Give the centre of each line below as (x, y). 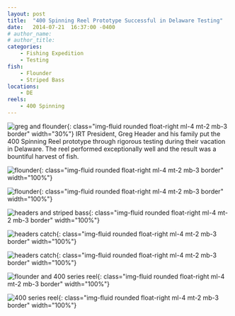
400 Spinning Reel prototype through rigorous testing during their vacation (116, 141)
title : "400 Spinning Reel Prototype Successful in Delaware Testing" (115, 21)
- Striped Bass (42, 80)
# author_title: (31, 40)
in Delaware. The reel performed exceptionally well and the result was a (112, 149)
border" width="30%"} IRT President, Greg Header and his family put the (114, 134)
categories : (25, 47)
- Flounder (36, 73)
